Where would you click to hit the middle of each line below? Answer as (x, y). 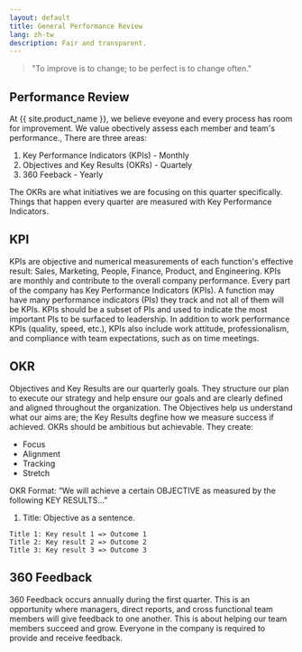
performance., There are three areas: (78, 138)
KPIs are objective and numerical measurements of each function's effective (151, 261)
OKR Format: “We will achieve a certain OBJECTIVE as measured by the (143, 490)
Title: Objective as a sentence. (78, 517)
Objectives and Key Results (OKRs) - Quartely (107, 165)
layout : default (40, 18)
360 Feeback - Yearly (63, 175)
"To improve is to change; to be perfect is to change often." (142, 69)
